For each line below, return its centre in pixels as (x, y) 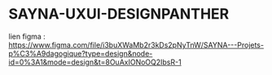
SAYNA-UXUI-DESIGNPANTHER (119, 14)
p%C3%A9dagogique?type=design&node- (81, 53)
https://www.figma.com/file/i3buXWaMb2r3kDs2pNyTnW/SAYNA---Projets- (136, 44)
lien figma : (27, 36)
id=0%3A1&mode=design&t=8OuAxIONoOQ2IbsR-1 (95, 62)
